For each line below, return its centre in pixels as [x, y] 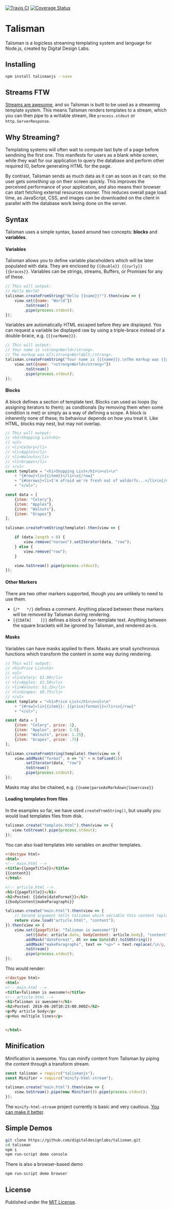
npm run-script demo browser [36, 1174]
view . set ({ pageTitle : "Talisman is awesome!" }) [66, 930]
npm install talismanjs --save [39, 76]
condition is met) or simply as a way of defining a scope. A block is [76, 412]
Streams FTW [28, 93]
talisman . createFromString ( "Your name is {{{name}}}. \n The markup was [82, 360]
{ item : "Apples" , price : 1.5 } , [48, 730]
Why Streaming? [33, 137]
